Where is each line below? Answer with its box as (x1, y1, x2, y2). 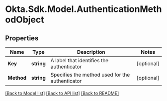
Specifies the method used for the (50, 71, 130, 78)
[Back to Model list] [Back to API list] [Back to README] (5, 91, 119, 96)
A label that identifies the (50, 57, 109, 64)
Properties (5, 34, 39, 42)
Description (77, 49, 105, 55)
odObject (5, 14, 45, 25)
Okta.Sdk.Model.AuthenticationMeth (5, 3, 162, 15)
